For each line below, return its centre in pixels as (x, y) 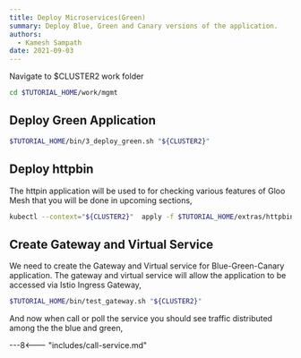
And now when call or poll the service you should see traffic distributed (141, 319)
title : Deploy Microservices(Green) (77, 17)
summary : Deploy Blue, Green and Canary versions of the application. (144, 26)
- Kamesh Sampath (50, 43)
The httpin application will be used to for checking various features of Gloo (147, 191)
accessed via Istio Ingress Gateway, (75, 285)
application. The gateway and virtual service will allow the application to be (148, 276)
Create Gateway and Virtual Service (112, 244)
